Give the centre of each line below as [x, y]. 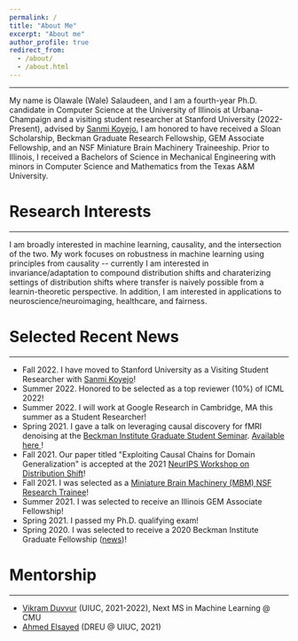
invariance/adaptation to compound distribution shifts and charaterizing [140, 272]
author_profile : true [49, 42]
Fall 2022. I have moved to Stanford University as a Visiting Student [145, 370]
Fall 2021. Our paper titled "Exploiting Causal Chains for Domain [138, 454]
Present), [26, 129]
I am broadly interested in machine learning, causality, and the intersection [145, 244]
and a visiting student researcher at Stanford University [154, 119]
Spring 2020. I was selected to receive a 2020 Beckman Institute [140, 529]
